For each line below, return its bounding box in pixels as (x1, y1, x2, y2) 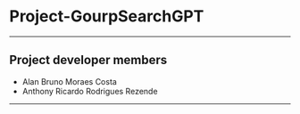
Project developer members (9, 53, 168, 68)
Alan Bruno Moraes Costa (21, 76, 118, 86)
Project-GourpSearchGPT (9, 6, 204, 27)
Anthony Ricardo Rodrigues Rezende (21, 85, 158, 96)
